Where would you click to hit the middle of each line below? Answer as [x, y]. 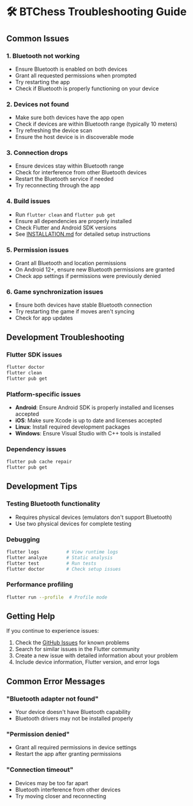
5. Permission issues [37, 249]
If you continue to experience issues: [53, 631]
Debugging [23, 539]
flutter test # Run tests [51, 563]
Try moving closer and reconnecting [61, 796]
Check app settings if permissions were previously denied [88, 276]
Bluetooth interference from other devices [68, 790]
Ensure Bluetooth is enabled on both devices [71, 69]
